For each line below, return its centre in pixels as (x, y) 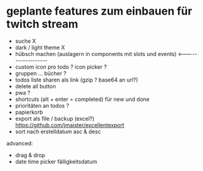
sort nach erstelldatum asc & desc (58, 131)
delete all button (35, 86)
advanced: (20, 143)
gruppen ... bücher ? (41, 73)
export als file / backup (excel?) (55, 118)
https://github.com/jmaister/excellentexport (70, 125)
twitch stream (42, 24)
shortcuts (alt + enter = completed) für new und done (82, 99)
